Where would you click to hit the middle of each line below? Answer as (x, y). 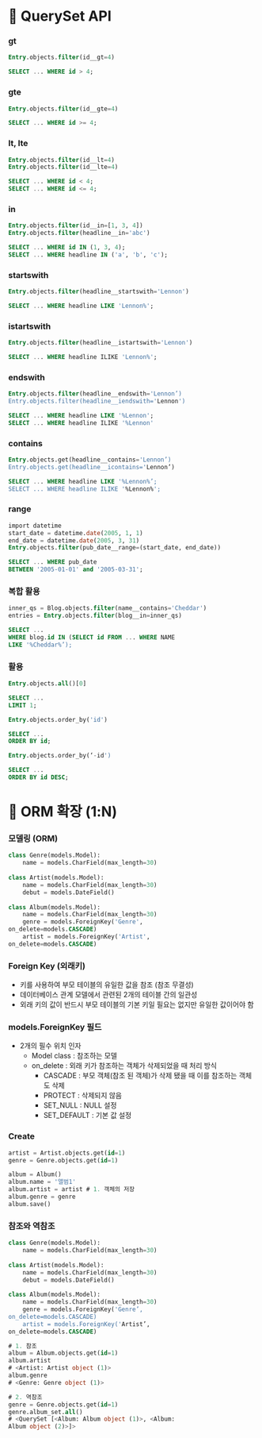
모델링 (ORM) (33, 839)
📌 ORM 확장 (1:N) (63, 812)
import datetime (35, 526)
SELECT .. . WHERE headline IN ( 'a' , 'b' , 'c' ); (88, 255)
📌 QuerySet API (60, 16)
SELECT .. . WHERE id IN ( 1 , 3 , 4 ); (67, 248)
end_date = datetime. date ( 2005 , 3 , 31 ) (74, 540)
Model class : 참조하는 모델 (74, 1056)
